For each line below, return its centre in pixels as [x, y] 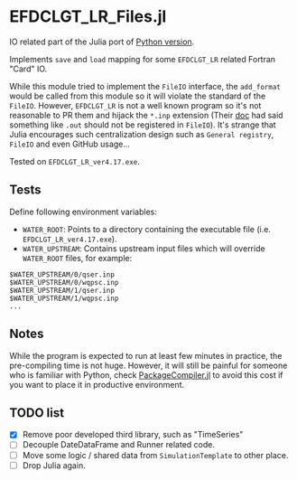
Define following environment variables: [84, 212]
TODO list [37, 413]
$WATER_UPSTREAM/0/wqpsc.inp [64, 282]
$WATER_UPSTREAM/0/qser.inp [62, 274]
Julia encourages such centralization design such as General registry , [142, 134]
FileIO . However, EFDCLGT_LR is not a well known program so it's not [135, 105]
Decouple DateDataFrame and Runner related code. [118, 445]
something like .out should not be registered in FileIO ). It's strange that [143, 125]
